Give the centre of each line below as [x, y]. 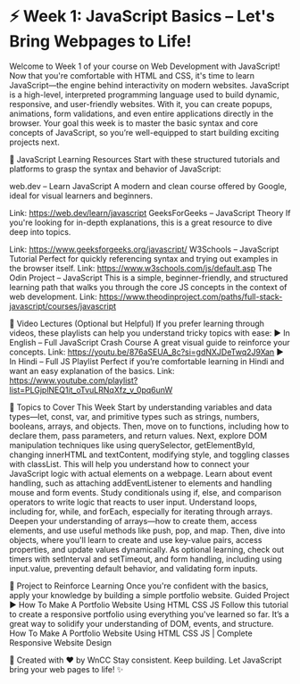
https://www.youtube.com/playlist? [74, 380]
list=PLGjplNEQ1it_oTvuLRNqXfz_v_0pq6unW [91, 389]
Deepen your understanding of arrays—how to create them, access [133, 521]
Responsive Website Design [61, 642]
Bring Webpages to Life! [100, 42]
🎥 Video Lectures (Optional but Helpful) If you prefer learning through [137, 323]
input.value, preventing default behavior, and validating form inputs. [134, 568]
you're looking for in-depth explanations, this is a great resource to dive [141, 222]
